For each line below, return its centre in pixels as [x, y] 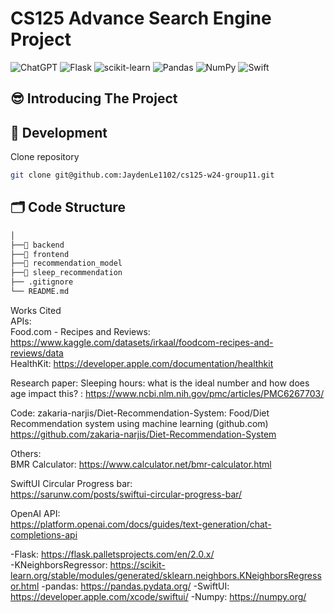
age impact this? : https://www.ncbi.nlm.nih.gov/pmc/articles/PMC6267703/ [167, 393]
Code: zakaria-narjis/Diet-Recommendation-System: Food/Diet [140, 413]
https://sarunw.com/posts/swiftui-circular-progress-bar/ [126, 494]
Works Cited [36, 310]
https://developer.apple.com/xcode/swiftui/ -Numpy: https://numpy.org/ [158, 596]
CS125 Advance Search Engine [141, 18]
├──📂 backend [37, 245]
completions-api [44, 534]
